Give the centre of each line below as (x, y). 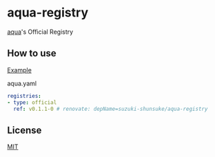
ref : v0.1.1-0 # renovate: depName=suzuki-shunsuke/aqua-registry (111, 109)
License (24, 130)
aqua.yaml (22, 83)
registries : (24, 96)
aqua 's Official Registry (40, 32)
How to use (32, 53)
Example (20, 70)
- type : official (32, 102)
